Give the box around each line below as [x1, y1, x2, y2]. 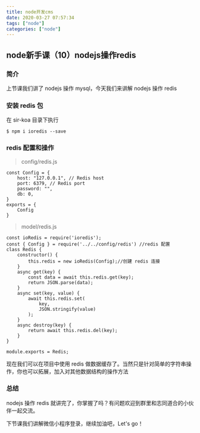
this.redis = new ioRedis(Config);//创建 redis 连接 [28, 258, 161, 265]
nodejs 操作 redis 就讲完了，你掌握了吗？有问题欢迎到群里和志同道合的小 [6, 399, 189, 406]
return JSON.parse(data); [28, 279, 94, 286]
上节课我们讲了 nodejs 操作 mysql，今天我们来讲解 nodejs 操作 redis [6, 85, 177, 92]
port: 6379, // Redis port [17, 180, 85, 186]
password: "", [17, 185, 53, 192]
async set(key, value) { [17, 290, 80, 296]
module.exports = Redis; [6, 348, 69, 355]
